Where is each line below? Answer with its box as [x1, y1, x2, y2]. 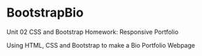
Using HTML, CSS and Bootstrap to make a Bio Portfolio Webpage [6, 41, 196, 49]
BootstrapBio [6, 5, 84, 21]
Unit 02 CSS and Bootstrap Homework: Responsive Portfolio [6, 28, 178, 36]
